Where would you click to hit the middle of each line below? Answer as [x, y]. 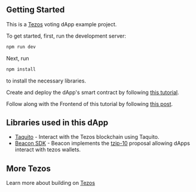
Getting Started [36, 10]
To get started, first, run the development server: [66, 36]
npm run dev [21, 47]
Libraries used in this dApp [57, 122]
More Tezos [28, 168]
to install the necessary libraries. [46, 81]
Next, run [18, 58]
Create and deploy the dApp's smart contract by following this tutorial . [93, 92]
